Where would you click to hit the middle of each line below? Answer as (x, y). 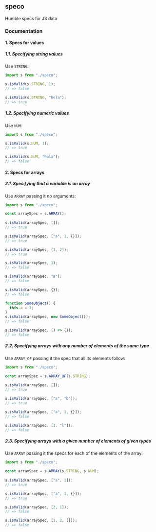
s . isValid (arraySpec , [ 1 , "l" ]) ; (39, 425)
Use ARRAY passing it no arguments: (41, 196)
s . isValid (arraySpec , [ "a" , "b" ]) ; (41, 399)
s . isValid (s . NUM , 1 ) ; (27, 143)
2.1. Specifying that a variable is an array (48, 184)
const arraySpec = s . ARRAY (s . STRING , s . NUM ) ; (52, 471)
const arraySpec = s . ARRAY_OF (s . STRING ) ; (48, 376)
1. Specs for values (25, 43)
